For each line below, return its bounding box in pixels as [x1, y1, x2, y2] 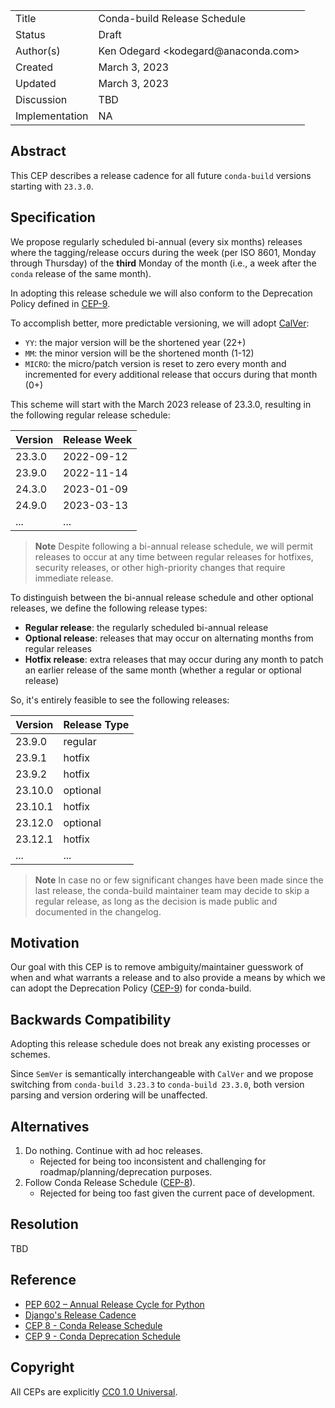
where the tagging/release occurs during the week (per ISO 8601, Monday [10, 246, 317, 258]
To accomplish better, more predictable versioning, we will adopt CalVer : [10, 317, 310, 329]
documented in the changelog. [34, 905, 162, 918]
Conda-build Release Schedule [98, 12, 247, 25]
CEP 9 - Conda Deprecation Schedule [24, 1330, 182, 1342]
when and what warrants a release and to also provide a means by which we [10, 972, 326, 984]
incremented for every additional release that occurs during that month [24, 368, 318, 380]
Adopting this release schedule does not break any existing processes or [10, 1038, 311, 1050]
